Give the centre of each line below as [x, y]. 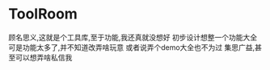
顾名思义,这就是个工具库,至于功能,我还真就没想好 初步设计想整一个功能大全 [133, 37]
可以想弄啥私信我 [44, 57]
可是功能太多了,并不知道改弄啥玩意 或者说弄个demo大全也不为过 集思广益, [132, 47]
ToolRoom [43, 14]
